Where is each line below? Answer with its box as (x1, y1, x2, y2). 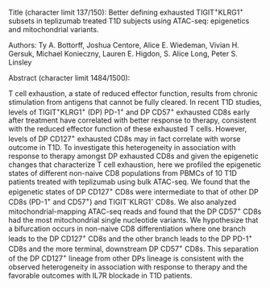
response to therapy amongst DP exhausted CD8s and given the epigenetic (8, 151, 260, 161)
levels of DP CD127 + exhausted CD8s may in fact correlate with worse (8, 132, 241, 144)
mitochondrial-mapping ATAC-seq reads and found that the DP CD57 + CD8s (8, 205, 262, 216)
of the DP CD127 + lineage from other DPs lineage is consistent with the (8, 253, 244, 263)
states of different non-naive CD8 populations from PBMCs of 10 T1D (8, 168, 238, 177)
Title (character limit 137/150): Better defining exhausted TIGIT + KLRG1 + (8, 6, 244, 17)
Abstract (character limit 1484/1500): (8, 73, 131, 82)
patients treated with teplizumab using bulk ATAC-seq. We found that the (8, 177, 251, 186)
